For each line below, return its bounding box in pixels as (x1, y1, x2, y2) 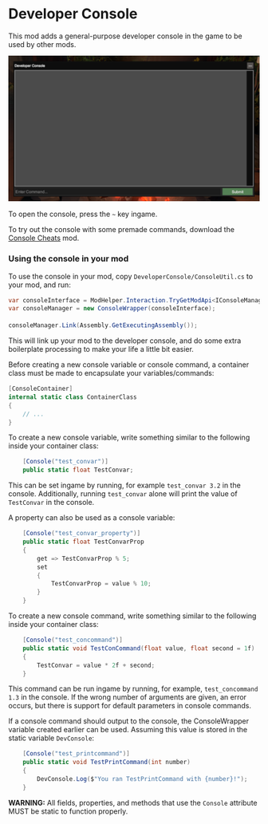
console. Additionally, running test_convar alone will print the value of (8, 489, 238, 499)
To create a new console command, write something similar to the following (8, 611, 257, 621)
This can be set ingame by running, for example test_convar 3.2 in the (8, 480, 241, 491)
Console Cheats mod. (8, 233, 80, 243)
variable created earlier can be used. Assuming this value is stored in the (8, 725, 248, 735)
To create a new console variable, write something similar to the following (8, 432, 250, 443)
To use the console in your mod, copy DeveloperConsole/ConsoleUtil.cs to (8, 271, 254, 281)
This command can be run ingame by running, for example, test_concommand (8, 684, 258, 694)
